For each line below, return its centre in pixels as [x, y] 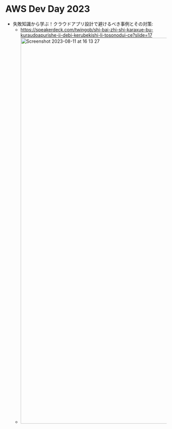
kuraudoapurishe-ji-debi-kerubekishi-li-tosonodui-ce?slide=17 [86, 35]
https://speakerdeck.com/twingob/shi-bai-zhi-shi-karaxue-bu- [87, 29]
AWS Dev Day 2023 [48, 9]
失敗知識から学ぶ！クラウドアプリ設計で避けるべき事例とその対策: [83, 24]
